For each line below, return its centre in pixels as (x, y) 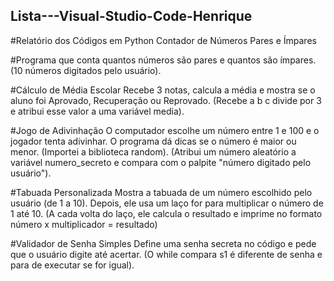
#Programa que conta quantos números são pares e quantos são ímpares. (163, 60)
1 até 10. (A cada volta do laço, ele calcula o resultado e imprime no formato (166, 213)
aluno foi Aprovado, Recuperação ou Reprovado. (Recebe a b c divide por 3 (166, 100)
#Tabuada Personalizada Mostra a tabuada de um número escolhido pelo (161, 192)
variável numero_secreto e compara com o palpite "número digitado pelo (161, 162)
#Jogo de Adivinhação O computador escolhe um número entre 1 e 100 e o (165, 130)
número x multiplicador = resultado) (84, 224)
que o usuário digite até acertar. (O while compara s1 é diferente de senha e (166, 254)
